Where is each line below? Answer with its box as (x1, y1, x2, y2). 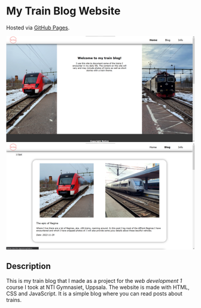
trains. (6, 296, 22, 303)
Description (6, 261, 51, 271)
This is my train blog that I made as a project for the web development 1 (6, 277, 182, 284)
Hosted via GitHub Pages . (6, 24, 70, 31)
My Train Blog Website (6, 4, 121, 18)
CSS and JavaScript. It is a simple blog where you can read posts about (6, 289, 182, 297)
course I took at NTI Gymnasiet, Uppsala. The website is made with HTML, (6, 283, 190, 291)
